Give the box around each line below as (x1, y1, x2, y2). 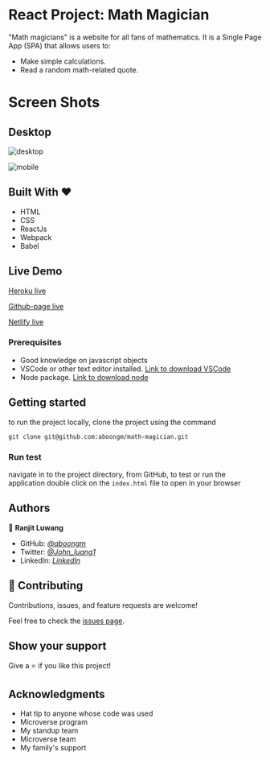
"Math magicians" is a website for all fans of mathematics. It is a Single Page (8, 32, 262, 42)
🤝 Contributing (8, 579, 84, 593)
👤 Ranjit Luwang (8, 522, 64, 532)
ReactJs (19, 224, 47, 233)
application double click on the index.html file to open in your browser (8, 477, 241, 488)
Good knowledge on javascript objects (19, 355, 148, 365)
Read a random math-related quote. (19, 64, 139, 74)
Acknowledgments (8, 687, 106, 701)
